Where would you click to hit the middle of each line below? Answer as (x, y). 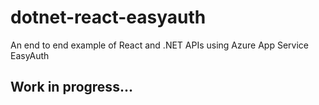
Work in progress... (71, 87)
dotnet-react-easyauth (108, 17)
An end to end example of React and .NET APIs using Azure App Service (159, 45)
